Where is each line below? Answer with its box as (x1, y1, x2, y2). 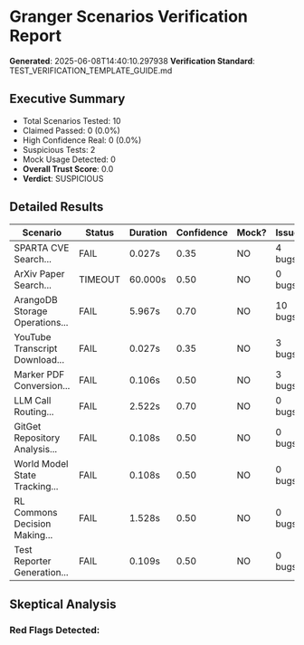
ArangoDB (14, 293, 58, 306)
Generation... (14, 565, 70, 578)
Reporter (14, 555, 52, 567)
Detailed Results (9, 199, 104, 214)
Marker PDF (14, 368, 65, 381)
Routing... (14, 405, 54, 418)
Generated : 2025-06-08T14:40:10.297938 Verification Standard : (9, 55, 255, 66)
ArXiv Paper (14, 267, 65, 280)
